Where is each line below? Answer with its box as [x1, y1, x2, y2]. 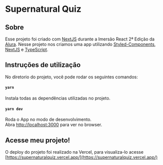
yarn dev [5, 106, 23, 111]
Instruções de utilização [5, 61, 81, 69]
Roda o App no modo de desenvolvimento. [5, 117, 92, 123]
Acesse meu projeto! [5, 136, 70, 144]
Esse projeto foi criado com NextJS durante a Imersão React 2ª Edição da [5, 36, 155, 42]
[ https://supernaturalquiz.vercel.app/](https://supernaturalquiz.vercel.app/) [5, 154, 158, 161]
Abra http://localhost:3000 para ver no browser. [5, 122, 102, 128]
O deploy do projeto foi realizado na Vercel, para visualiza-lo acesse [5, 149, 144, 155]
